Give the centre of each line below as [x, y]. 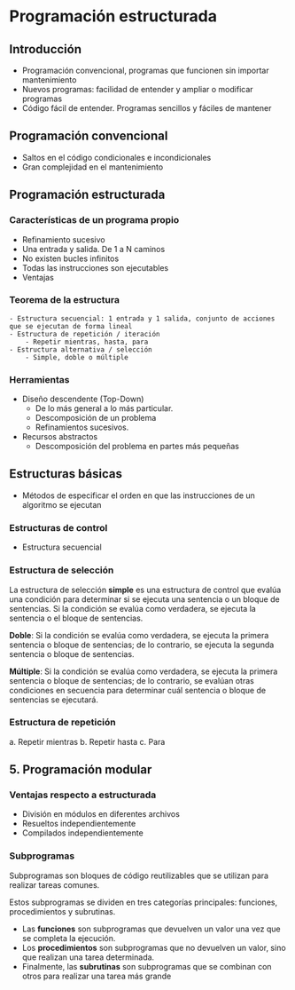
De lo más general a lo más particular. [104, 408]
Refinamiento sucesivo [63, 239]
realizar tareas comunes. [54, 884]
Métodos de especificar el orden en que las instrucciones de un [138, 495]
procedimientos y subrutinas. [62, 911]
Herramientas [39, 379]
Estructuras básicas [66, 474]
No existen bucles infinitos [70, 258]
